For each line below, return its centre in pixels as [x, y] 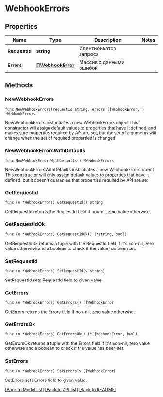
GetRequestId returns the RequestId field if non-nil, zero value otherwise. [78, 212]
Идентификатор [98, 48]
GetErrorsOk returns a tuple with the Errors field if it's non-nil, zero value [78, 343]
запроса [89, 54]
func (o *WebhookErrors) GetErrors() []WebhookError [59, 303]
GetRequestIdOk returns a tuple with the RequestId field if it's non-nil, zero [80, 243]
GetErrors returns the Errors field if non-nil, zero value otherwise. [70, 312]
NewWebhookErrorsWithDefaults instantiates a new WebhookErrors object [80, 169]
